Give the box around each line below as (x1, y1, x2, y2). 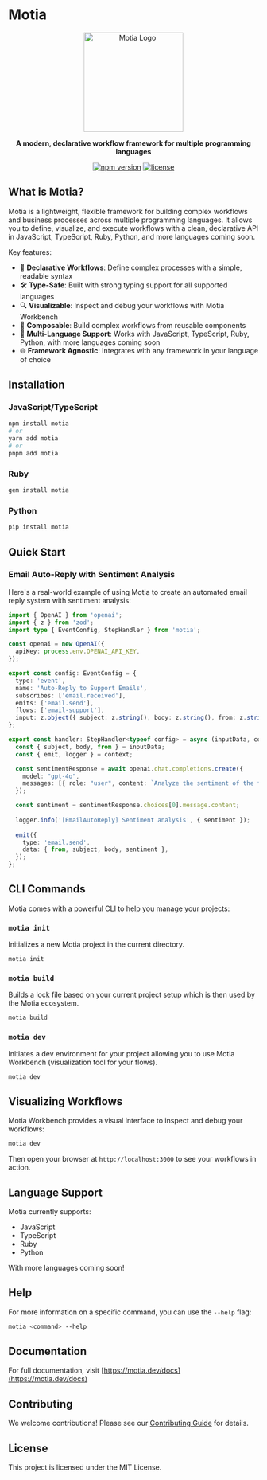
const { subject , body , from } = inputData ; (15, 743, 165, 751)
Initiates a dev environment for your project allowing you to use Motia (8, 1048, 235, 1058)
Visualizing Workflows (8, 1095, 123, 1108)
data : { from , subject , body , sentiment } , (22, 845, 169, 853)
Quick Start (8, 545, 66, 559)
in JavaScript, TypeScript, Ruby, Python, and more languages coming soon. (8, 232, 256, 241)
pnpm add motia (8, 449, 59, 457)
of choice (19, 354, 52, 364)
